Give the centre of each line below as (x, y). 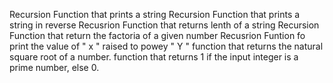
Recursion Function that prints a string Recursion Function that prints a (155, 14)
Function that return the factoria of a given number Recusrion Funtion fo (157, 35)
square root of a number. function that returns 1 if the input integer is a (154, 57)
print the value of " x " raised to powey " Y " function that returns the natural (166, 46)
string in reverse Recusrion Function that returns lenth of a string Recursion (164, 25)
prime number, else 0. (54, 67)
